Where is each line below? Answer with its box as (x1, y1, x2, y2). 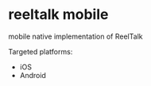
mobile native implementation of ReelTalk (8, 32, 143, 41)
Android (19, 70, 46, 80)
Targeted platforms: (8, 47, 73, 56)
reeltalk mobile (8, 6, 109, 24)
